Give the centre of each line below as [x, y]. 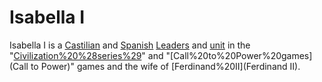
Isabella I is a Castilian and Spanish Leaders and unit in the [130, 45]
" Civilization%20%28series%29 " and [86, 55]
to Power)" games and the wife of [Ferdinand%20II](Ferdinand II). [165, 66]
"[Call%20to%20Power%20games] [239, 55]
